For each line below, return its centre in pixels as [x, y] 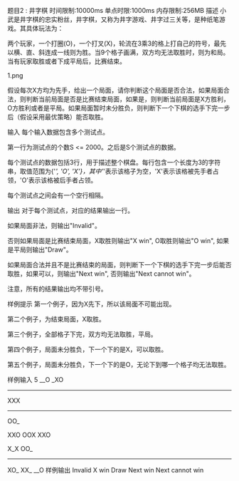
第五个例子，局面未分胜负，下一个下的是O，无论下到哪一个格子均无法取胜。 [119, 364]
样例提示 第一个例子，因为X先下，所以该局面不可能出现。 [91, 304]
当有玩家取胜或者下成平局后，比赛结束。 [67, 61]
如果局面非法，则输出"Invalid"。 [54, 226]
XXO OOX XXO [29, 435]
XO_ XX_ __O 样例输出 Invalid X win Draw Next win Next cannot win [106, 470]
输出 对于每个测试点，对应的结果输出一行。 [70, 210]
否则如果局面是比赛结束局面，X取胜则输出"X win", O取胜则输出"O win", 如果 [118, 240]
